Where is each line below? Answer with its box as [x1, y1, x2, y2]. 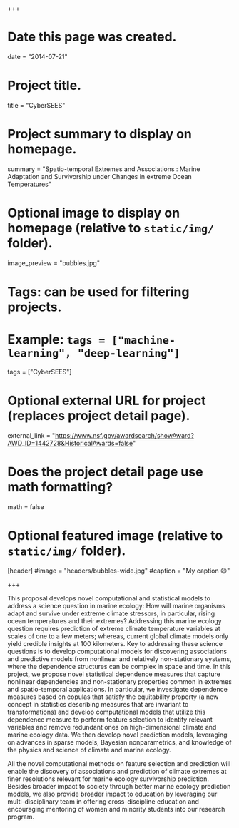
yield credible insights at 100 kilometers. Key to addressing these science [7, 639, 223, 648]
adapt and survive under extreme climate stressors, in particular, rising [7, 609, 215, 618]
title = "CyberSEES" [7, 101, 66, 109]
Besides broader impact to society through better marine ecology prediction [7, 782, 231, 790]
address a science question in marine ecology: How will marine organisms [7, 601, 226, 610]
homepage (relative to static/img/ [7, 220, 215, 236]
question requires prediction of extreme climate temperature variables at [7, 624, 221, 633]
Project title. [7, 78, 82, 93]
